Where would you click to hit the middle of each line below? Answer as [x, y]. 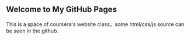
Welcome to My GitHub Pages [61, 10]
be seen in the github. [32, 31]
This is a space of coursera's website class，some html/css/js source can [95, 24]
